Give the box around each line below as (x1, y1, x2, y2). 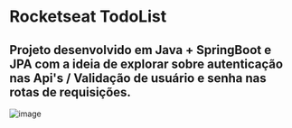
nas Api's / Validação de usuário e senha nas (9, 70, 267, 86)
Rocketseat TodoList (9, 6, 167, 27)
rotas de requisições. (9, 84, 131, 100)
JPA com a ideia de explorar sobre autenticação (9, 56, 283, 71)
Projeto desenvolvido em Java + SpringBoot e (9, 42, 272, 58)
